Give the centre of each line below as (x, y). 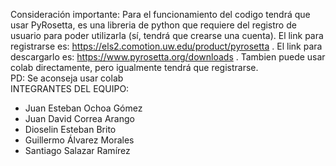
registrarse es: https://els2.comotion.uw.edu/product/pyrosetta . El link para (166, 46)
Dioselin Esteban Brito (70, 129)
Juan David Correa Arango (79, 118)
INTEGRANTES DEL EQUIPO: (70, 88)
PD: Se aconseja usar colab (67, 78)
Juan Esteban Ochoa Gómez (83, 108)
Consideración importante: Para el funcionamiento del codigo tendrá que (160, 14)
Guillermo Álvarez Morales (79, 140)
